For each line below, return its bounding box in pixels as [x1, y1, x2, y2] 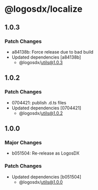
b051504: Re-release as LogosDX [11, 150, 80, 156]
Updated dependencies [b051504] [11, 174, 81, 180]
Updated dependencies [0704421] [11, 105, 81, 111]
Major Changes [4, 139, 42, 146]
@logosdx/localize [4, 3, 83, 15]
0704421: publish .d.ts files [11, 99, 67, 105]
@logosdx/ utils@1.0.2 [19, 110, 63, 116]
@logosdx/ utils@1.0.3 [19, 59, 63, 65]
